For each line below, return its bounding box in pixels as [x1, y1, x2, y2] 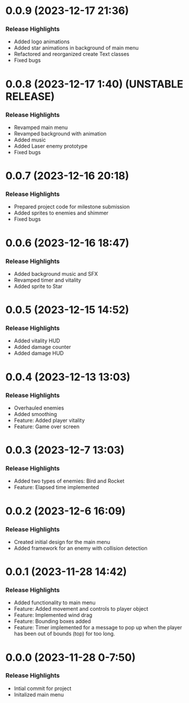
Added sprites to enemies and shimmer [13, 209, 109, 217]
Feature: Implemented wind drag [13, 612, 93, 619]
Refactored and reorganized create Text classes [13, 51, 129, 58]
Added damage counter [13, 344, 71, 351]
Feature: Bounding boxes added [13, 618, 91, 625]
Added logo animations [13, 38, 70, 45]
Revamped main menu [13, 124, 68, 131]
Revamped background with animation [13, 130, 107, 137]
